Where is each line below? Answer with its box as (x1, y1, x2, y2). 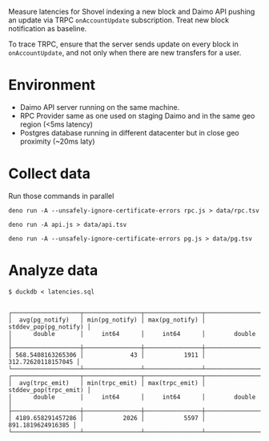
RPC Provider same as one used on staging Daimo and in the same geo (19, 111, 255, 120)
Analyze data (8, 261, 98, 280)
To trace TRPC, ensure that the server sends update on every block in (8, 39, 239, 49)
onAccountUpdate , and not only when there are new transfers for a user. (8, 48, 242, 57)
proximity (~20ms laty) (19, 136, 95, 146)
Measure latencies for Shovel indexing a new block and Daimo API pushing (8, 7, 255, 16)
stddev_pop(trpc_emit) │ (8, 386, 91, 394)
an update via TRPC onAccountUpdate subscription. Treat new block (8, 15, 230, 25)
